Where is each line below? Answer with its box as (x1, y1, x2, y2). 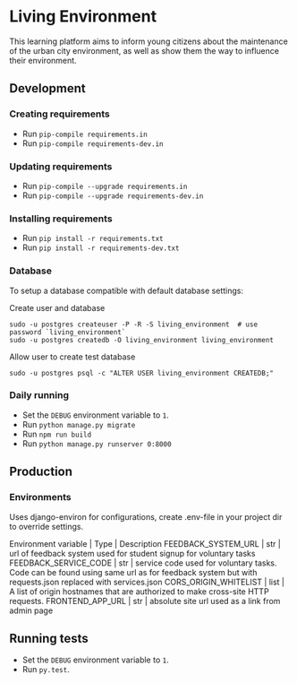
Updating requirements (9, 160, 113, 172)
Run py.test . (21, 664, 70, 675)
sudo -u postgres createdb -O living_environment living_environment (9, 335, 275, 344)
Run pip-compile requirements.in (21, 128, 148, 139)
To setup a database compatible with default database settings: (9, 285, 244, 296)
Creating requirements (9, 108, 110, 120)
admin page (9, 605, 54, 616)
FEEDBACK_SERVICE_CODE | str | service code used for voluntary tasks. (9, 558, 277, 568)
